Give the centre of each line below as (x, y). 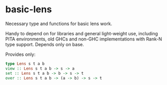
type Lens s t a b (25, 63)
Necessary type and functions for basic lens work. (59, 24)
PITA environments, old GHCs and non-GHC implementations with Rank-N (84, 39)
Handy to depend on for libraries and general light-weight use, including (82, 33)
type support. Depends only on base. (45, 44)
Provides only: (21, 54)
